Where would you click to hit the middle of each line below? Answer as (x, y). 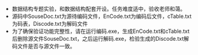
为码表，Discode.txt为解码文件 (50, 24)
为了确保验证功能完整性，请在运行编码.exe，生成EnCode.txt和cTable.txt (101, 31)
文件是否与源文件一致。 (46, 46)
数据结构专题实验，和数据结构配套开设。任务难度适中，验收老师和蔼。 (99, 9)
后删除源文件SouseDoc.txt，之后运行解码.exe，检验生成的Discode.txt (98, 39)
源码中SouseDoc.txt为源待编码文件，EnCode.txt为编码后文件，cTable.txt (102, 16)
